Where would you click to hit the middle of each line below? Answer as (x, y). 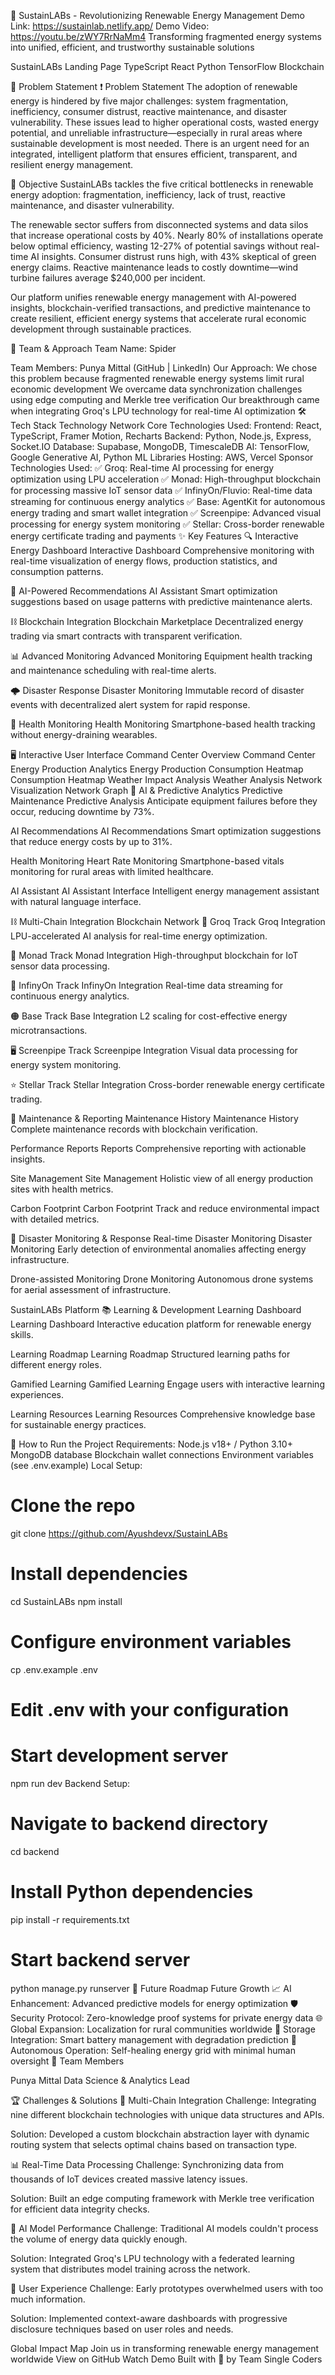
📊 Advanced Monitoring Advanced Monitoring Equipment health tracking (161, 656)
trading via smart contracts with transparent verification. (126, 636)
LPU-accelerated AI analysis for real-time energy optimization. (139, 936)
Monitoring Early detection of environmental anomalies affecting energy (158, 1249)
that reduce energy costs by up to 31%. (91, 841)
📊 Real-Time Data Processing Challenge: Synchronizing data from (147, 2164)
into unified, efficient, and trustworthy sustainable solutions (132, 47)
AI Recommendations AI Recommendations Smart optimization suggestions (166, 831)
